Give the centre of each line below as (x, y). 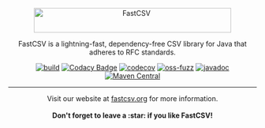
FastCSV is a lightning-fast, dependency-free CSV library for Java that (132, 44)
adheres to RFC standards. (132, 52)
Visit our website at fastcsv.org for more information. (132, 98)
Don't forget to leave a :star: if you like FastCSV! (132, 115)
